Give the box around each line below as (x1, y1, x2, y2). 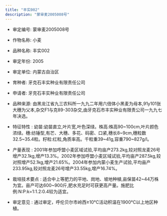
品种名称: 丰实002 (12, 47, 50, 53)
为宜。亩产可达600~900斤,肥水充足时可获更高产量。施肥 (12, 182, 130, 188)
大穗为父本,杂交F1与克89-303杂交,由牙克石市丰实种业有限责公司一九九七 (12, 107, 162, 113)
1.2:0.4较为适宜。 (35, 188, 71, 195)
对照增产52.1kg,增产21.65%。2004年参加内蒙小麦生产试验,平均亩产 (12, 159, 151, 165)
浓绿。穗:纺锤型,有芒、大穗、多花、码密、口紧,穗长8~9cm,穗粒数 (12, 130, 146, 136)
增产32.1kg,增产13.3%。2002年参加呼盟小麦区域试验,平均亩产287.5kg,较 (12, 153, 161, 159)
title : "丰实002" (5, 7, 40, 12)
